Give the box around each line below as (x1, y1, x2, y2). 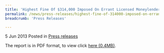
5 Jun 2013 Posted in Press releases (5, 33, 78, 39)
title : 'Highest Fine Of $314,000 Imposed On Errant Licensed (5, 7, 134, 12)
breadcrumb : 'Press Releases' (5, 16, 67, 21)
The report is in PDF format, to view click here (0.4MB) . (5, 43, 116, 49)
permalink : (5, 12, 27, 16)
